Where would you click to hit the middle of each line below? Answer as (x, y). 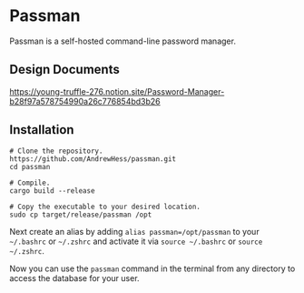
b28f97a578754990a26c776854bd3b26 (85, 101)
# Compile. (30, 183)
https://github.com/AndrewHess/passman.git (93, 159)
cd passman (30, 167)
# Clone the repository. (56, 151)
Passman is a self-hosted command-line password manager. (123, 41)
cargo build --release (52, 191)
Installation (42, 130)
